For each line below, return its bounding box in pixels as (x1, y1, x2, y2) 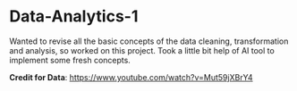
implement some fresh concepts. (9, 54, 132, 65)
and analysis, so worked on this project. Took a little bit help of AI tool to (9, 45, 275, 55)
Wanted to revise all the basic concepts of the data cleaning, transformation (9, 36, 289, 46)
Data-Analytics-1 (9, 6, 139, 27)
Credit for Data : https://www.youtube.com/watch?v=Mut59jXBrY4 (9, 71, 253, 82)
